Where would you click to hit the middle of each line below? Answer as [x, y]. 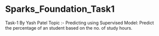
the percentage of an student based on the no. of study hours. [69, 28]
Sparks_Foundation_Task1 [60, 9]
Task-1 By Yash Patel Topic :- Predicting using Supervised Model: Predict [80, 23]
